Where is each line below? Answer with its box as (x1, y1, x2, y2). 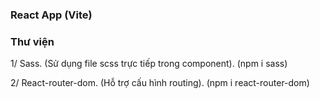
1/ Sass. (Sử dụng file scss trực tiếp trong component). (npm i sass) (10, 58, 288, 70)
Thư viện (10, 34, 55, 48)
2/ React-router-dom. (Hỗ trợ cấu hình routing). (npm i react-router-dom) (10, 77, 310, 89)
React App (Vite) (10, 8, 93, 22)
